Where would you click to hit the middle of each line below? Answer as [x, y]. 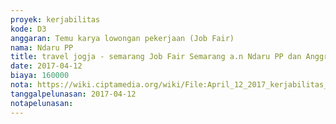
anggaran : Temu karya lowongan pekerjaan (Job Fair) [122, 38]
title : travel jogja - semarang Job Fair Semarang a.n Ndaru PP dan [156, 57]
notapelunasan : [42, 103]
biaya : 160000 [40, 76]
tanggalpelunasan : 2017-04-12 [73, 94]
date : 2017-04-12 [46, 66]
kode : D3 [28, 29]
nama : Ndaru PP [42, 47]
